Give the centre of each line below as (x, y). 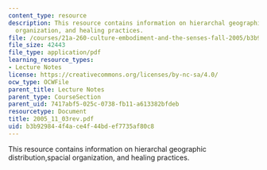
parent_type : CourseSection (55, 97)
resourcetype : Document (48, 112)
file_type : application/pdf (55, 52)
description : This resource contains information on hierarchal (117, 23)
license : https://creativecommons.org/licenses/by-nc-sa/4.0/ (113, 75)
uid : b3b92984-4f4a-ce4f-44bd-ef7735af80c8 (81, 126)
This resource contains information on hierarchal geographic (107, 149)
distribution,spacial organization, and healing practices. (99, 157)
